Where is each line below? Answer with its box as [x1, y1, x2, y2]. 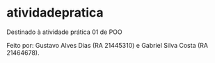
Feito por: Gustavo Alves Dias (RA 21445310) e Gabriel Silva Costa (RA [6, 41, 208, 49]
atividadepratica [6, 5, 104, 21]
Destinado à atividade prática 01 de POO [6, 28, 122, 36]
